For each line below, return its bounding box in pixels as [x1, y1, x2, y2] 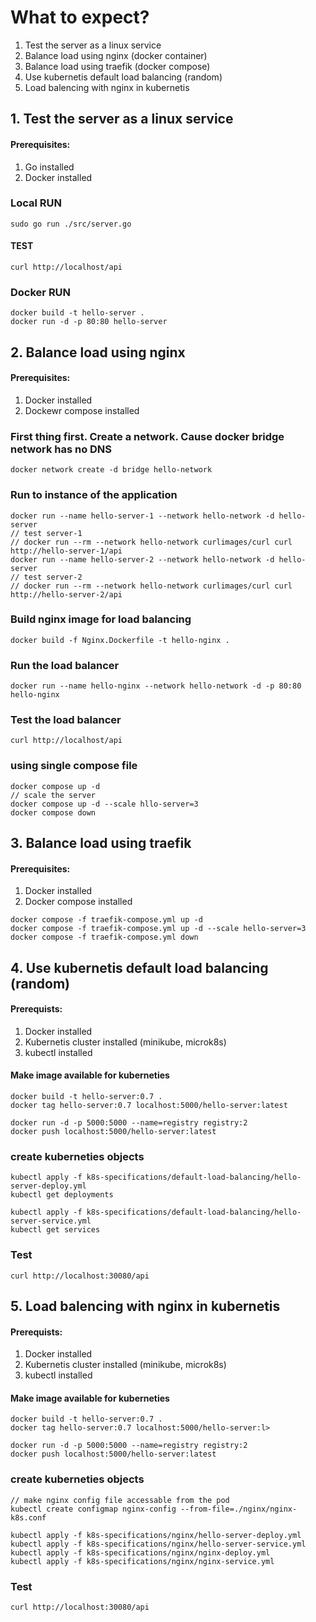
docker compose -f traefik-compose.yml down [10, 932, 199, 943]
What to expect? [10, 6, 150, 29]
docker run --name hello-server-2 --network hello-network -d [10, 554, 275, 565]
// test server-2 [10, 572, 83, 582]
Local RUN [10, 196, 63, 210]
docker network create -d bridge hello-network [10, 465, 213, 475]
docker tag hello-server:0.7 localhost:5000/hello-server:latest [10, 1101, 288, 1111]
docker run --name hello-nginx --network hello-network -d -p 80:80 [10, 681, 302, 691]
